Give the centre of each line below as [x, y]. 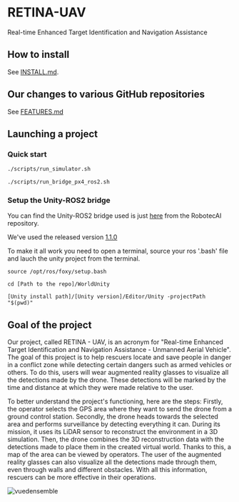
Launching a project [53, 134]
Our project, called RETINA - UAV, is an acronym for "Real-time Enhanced [115, 342]
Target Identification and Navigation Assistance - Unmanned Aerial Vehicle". [119, 350]
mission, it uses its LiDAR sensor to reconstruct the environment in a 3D [113, 432]
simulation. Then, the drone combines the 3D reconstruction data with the [116, 439]
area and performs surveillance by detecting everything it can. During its [114, 424]
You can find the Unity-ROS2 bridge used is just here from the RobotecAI [115, 216]
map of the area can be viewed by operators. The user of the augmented [115, 455]
